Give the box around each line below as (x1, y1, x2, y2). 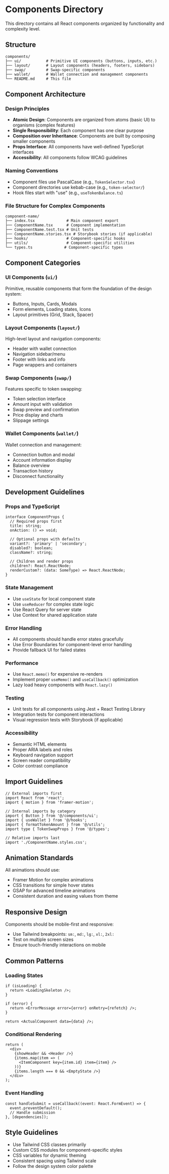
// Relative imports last (5, 835, 60, 840)
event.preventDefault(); (10, 1105, 62, 1110)
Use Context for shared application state (12, 612, 97, 618)
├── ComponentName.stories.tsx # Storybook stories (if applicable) (5, 232, 153, 237)
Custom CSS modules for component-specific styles (12, 1147, 122, 1153)
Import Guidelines (5, 777, 63, 786)
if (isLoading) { (5, 983, 42, 989)
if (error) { (5, 1001, 33, 1006)
